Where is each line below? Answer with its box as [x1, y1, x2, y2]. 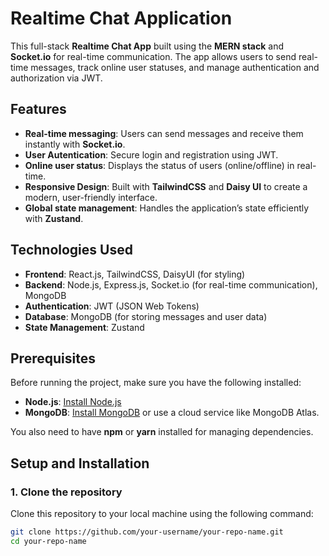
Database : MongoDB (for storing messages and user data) [24, 310, 268, 322]
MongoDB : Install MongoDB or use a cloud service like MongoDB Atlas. [24, 407, 320, 419]
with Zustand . [24, 212, 84, 224]
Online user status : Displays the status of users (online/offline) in [24, 159, 295, 171]
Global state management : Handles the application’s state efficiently [24, 202, 310, 214]
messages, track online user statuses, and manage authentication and [30, 61, 320, 73]
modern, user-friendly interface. [24, 191, 158, 203]
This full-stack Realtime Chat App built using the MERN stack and [10, 40, 284, 52]
